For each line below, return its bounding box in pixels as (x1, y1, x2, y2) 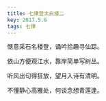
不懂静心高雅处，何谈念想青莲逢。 (7, 87, 103, 95)
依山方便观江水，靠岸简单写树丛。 (7, 57, 103, 65)
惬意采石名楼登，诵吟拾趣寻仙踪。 (7, 43, 103, 51)
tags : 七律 (7, 23, 36, 30)
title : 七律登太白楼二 (7, 10, 65, 17)
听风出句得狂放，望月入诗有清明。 (7, 71, 103, 80)
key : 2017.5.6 (7, 16, 48, 23)
